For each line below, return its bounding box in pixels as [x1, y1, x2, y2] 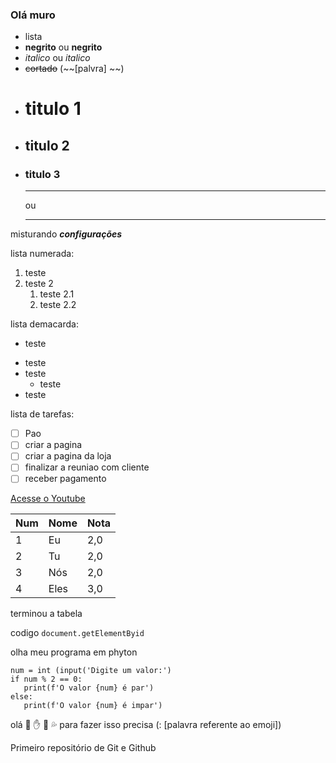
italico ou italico [24, 52, 91, 64]
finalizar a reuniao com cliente [24, 461, 150, 473]
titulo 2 [24, 137, 70, 154]
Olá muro [10, 8, 56, 22]
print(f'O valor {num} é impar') [23, 701, 163, 711]
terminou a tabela [10, 608, 83, 620]
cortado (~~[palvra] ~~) [24, 63, 125, 75]
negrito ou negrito [24, 41, 103, 53]
